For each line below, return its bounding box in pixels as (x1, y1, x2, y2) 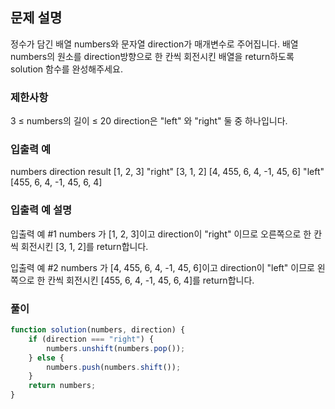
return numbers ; (28, 381, 97, 391)
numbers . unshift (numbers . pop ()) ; (46, 343, 186, 353)
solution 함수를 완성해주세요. (10, 63, 123, 75)
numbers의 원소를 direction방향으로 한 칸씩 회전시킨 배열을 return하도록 (10, 50, 295, 62)
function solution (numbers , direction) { (10, 325, 186, 335)
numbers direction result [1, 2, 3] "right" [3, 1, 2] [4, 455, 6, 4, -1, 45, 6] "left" (10, 166, 325, 178)
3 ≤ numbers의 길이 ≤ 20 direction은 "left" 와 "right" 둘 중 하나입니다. (10, 115, 288, 127)
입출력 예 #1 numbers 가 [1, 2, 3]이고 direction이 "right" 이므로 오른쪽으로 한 (10, 228, 312, 240)
